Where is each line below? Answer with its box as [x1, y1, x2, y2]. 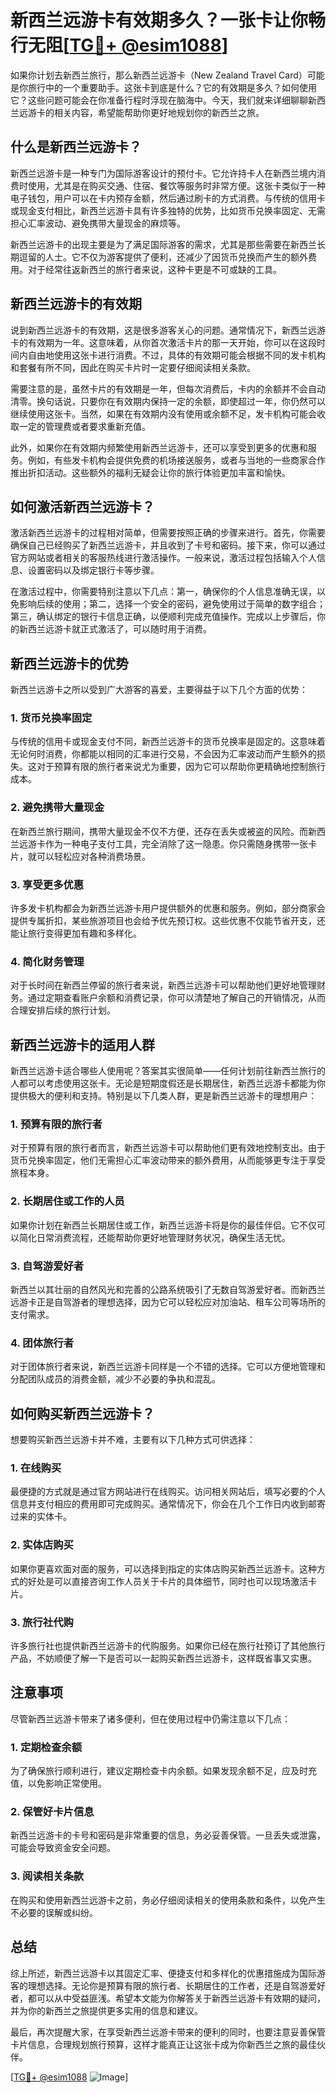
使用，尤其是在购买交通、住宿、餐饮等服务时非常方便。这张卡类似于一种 [27, 179, 326, 191]
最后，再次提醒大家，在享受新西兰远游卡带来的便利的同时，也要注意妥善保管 [10, 2026, 326, 2038]
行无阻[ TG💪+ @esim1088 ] [10, 34, 229, 57]
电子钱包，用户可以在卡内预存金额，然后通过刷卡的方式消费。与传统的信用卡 [10, 192, 326, 204]
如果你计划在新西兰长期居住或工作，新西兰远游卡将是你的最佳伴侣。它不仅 [10, 1219, 317, 1231]
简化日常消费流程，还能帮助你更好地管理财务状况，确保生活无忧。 [18, 1231, 291, 1243]
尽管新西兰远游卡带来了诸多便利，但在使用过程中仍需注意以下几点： [10, 1712, 291, 1725]
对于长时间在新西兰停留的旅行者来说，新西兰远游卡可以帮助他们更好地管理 [10, 979, 317, 991]
